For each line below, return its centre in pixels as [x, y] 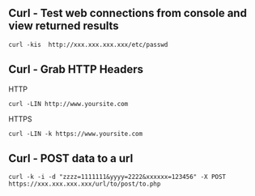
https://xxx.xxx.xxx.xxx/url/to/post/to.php [85, 184]
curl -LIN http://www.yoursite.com [68, 104]
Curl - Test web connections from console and [127, 13]
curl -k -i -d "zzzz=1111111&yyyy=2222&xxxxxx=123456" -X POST [117, 177]
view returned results [64, 26]
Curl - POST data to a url [71, 158]
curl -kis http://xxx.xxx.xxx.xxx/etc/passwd [88, 45]
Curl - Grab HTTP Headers [76, 69]
